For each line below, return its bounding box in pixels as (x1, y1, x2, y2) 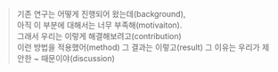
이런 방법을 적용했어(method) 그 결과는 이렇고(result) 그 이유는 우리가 (16, 42, 260, 52)
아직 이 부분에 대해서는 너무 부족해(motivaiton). (16, 20, 183, 30)
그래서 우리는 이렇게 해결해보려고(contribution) (16, 31, 182, 41)
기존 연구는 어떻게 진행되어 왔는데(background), (16, 9, 186, 19)
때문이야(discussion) (40, 53, 115, 63)
